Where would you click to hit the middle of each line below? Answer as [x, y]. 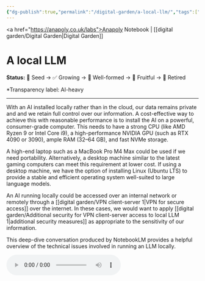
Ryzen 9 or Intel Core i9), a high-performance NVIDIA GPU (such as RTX [97, 133]
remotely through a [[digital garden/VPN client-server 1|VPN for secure [95, 202]
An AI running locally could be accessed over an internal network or [92, 195]
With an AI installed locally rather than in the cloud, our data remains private [102, 107]
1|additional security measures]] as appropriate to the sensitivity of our [95, 221]
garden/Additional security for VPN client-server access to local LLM [93, 215]
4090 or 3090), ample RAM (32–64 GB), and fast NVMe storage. [88, 139]
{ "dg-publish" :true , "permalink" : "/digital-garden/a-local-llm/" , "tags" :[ [102, 12]
